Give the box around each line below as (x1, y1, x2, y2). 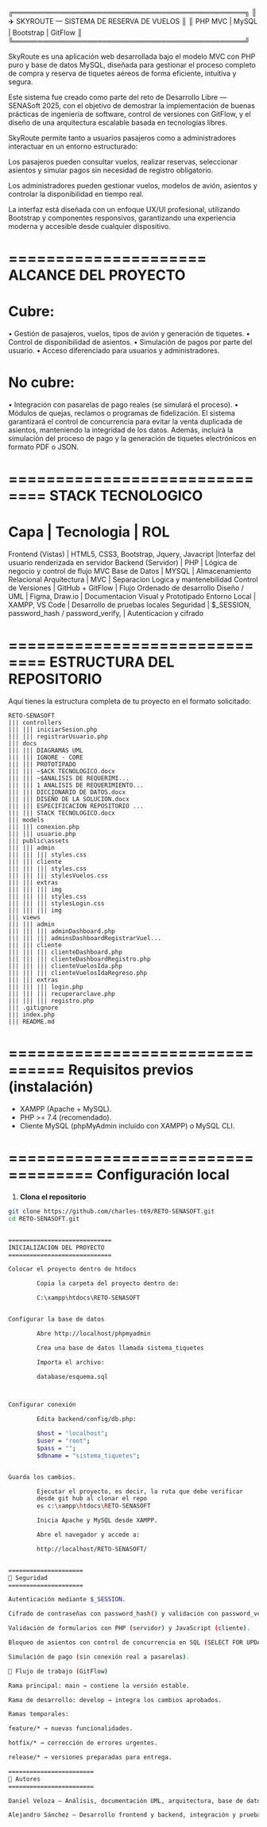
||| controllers (8, 719, 62, 727)
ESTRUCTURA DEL (48, 653, 175, 672)
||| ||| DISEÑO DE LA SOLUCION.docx (8, 795, 130, 803)
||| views (8, 914, 41, 922)
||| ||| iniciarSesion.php (8, 726, 98, 734)
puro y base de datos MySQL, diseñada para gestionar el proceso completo (8, 60, 257, 69)
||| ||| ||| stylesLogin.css (8, 900, 105, 908)
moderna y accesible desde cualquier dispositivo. (8, 222, 171, 230)
